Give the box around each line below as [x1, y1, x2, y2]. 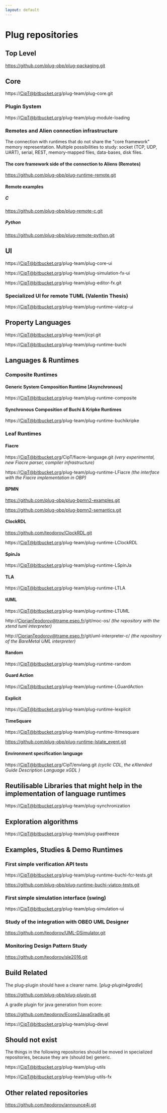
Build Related [5, 969, 48, 977]
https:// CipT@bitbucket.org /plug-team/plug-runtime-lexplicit [5, 707, 131, 713]
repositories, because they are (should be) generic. [5, 1055, 112, 1061]
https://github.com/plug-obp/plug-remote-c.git [5, 208, 103, 214]
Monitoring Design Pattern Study [5, 943, 88, 950]
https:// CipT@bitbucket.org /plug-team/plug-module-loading [5, 114, 130, 121]
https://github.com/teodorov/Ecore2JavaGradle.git [5, 1011, 110, 1017]
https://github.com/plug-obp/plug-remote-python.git [5, 232, 115, 238]
